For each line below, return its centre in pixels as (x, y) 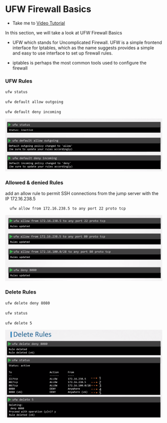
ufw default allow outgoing (34, 102)
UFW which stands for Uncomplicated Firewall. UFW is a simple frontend (87, 42)
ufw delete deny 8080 (28, 303)
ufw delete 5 (19, 323)
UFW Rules (19, 81)
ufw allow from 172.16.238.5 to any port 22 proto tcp (68, 208)
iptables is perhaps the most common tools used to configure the (80, 62)
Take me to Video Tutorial (39, 23)
